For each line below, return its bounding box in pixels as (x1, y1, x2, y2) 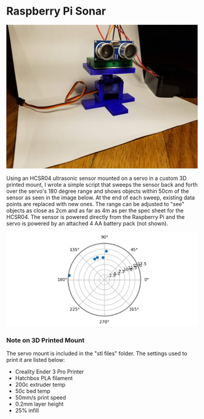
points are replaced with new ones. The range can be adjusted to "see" (6, 200, 185, 207)
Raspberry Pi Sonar (6, 4, 106, 18)
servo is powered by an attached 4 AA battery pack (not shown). (6, 220, 169, 227)
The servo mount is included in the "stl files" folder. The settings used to (6, 350, 188, 357)
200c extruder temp (15, 381, 66, 389)
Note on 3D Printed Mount (6, 336, 85, 344)
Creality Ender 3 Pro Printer (15, 368, 84, 375)
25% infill (15, 407, 39, 414)
